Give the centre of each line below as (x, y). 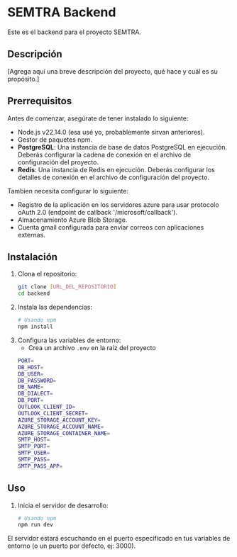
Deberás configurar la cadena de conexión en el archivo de (104, 154)
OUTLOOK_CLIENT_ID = (46, 407)
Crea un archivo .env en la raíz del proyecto (92, 347)
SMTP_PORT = (34, 446)
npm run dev (35, 525)
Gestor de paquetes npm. (55, 140)
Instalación (33, 257)
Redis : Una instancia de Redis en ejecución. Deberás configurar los (116, 169)
